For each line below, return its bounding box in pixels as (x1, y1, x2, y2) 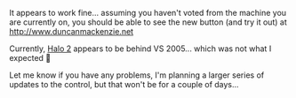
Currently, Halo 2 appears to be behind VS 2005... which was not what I (9, 43, 272, 54)
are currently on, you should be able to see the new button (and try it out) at (9, 17, 287, 27)
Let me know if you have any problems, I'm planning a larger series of (9, 70, 265, 80)
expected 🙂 (9, 53, 52, 63)
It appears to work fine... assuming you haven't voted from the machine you (9, 8, 287, 18)
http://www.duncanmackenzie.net (9, 26, 134, 36)
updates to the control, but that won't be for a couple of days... (9, 79, 239, 89)
